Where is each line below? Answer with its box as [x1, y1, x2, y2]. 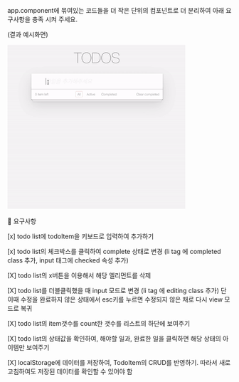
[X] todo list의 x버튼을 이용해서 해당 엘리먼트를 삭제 [7, 271, 152, 280]
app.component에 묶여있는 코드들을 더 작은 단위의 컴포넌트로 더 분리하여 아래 [7, 6, 225, 14]
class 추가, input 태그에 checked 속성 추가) [7, 255, 129, 265]
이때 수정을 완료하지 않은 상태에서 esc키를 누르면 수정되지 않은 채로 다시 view [7, 295, 223, 304]
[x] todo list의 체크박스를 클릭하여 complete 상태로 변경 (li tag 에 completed [7, 247, 222, 255]
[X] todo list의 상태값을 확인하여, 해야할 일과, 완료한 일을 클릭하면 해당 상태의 [7, 334, 222, 343]
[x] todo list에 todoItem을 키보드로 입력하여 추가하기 [7, 232, 154, 240]
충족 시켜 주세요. [31, 15, 78, 23]
